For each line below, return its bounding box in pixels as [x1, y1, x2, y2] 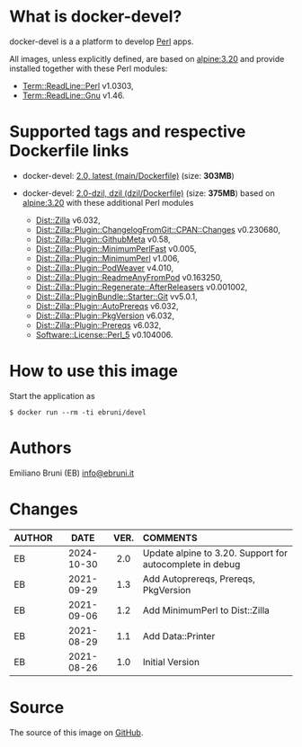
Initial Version [142, 655, 200, 668]
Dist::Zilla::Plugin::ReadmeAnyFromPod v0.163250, [35, 271, 223, 282]
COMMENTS [142, 531, 198, 544]
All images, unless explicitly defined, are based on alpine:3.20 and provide [9, 53, 285, 64]
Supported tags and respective [9, 121, 246, 142]
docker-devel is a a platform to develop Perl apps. [9, 36, 195, 47]
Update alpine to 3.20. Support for [142, 547, 288, 559]
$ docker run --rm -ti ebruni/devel [9, 407, 147, 417]
